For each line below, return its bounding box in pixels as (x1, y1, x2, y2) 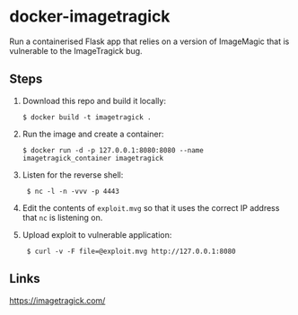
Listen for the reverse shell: (22, 169, 124, 180)
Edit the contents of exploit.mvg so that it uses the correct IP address (22, 202, 280, 213)
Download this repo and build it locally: (22, 95, 166, 106)
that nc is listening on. (22, 212, 103, 223)
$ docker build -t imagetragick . (22, 112, 152, 122)
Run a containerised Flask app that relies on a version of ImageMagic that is (9, 36, 290, 47)
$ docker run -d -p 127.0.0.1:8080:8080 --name (22, 145, 204, 154)
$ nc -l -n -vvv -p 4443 (26, 187, 119, 196)
